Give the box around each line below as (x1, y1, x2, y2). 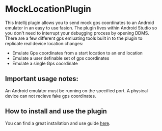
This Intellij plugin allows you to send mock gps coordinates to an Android (5, 20, 154, 26)
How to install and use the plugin (5, 107, 107, 116)
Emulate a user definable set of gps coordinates (12, 55, 109, 61)
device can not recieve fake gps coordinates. (5, 93, 97, 99)
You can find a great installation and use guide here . (5, 120, 110, 126)
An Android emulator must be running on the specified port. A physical (5, 87, 148, 94)
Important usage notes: (5, 75, 79, 83)
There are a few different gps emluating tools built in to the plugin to (5, 35, 143, 41)
